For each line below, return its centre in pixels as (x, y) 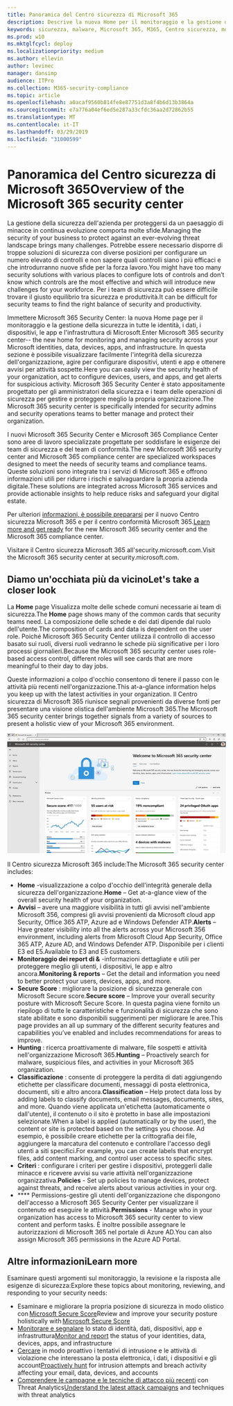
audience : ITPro (31, 81)
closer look (32, 590)
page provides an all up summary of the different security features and (118, 1025)
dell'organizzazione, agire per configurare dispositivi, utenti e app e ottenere (116, 362)
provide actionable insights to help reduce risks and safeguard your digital (113, 494)
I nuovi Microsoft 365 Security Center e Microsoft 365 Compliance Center (113, 435)
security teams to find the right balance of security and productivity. (105, 304)
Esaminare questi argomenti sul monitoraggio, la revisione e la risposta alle (114, 1278)
